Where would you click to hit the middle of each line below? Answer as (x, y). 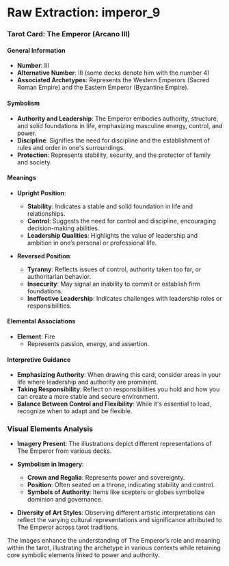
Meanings (22, 178)
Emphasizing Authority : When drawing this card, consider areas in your (119, 375)
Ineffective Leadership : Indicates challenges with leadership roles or (124, 298)
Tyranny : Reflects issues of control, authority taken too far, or (114, 269)
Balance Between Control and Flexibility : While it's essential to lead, (114, 404)
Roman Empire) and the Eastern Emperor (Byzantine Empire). (103, 88)
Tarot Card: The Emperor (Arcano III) (69, 34)
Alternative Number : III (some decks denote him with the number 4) (113, 73)
